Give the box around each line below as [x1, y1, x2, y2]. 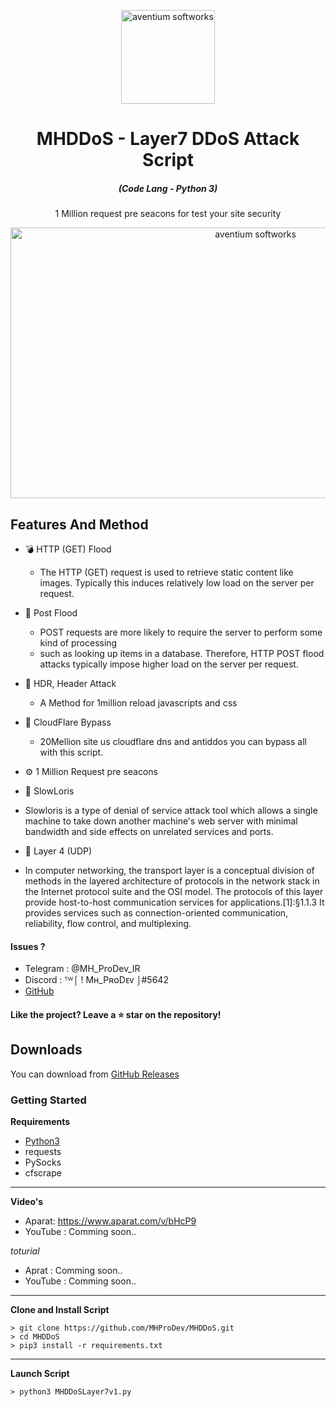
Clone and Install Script [10, 1303, 110, 1315]
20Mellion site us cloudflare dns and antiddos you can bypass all [39, 735, 307, 747]
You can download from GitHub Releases [10, 1068, 180, 1080]
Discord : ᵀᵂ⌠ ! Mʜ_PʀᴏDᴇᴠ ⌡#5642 [24, 974, 169, 986]
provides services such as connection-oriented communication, [24, 906, 289, 919]
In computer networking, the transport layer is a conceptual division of [24, 864, 315, 876]
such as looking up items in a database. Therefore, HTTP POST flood [39, 647, 325, 659]
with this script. [39, 746, 104, 758]
